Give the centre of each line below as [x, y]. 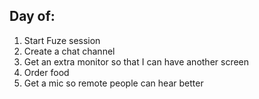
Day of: [32, 16]
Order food [46, 72]
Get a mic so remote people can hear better [113, 83]
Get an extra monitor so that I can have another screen [136, 61]
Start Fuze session [62, 40]
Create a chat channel [69, 51]
